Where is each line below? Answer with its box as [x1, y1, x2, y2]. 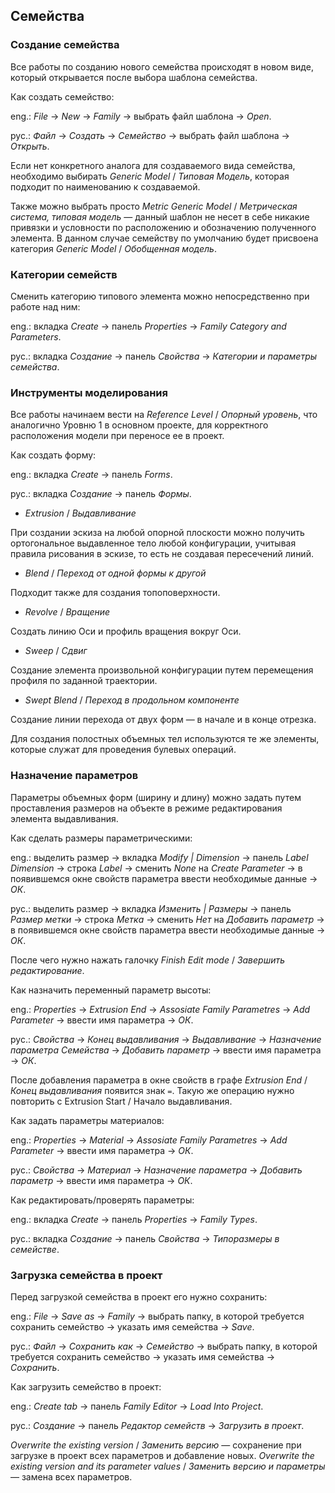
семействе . [10, 1243, 60, 1255]
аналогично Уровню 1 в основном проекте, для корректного [10, 419, 269, 431]
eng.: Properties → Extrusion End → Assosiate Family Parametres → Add [10, 1003, 311, 1015]
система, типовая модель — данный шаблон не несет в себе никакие [10, 210, 310, 223]
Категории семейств [10, 267, 118, 281]
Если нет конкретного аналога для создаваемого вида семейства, [10, 159, 296, 171]
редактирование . [10, 964, 85, 976]
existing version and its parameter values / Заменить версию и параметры [10, 1460, 326, 1472]
